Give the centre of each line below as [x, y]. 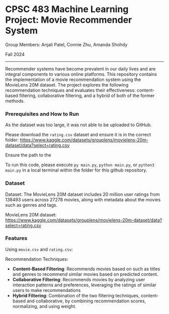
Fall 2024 [15, 54]
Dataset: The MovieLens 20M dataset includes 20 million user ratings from [82, 194]
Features [16, 239]
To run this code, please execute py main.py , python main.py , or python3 [80, 165]
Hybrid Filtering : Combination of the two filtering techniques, [76, 295]
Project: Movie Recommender [69, 20]
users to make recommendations [47, 290]
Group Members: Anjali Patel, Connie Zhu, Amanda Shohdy [66, 44]
